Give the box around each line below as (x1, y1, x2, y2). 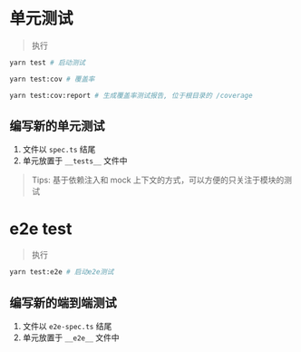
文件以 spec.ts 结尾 (22, 144, 96, 155)
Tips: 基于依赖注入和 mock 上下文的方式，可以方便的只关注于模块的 (31, 174, 285, 186)
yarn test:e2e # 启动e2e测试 (9, 268, 114, 277)
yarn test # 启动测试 (9, 58, 86, 67)
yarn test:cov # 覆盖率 (9, 74, 95, 83)
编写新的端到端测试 (9, 295, 117, 310)
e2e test (9, 219, 73, 239)
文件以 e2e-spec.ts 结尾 (22, 321, 112, 331)
